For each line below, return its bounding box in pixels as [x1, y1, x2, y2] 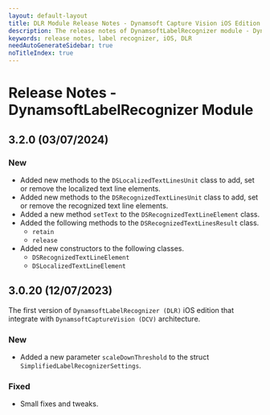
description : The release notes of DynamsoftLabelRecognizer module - [8, 27, 250, 35]
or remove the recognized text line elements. [19, 200, 169, 210]
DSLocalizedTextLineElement [31, 262, 126, 270]
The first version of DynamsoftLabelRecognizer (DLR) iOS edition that [8, 305, 235, 314]
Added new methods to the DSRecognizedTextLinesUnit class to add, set [19, 192, 259, 202]
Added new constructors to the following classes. [19, 243, 185, 253]
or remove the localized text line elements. [19, 183, 161, 193]
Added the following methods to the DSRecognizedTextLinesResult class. [19, 218, 260, 228]
